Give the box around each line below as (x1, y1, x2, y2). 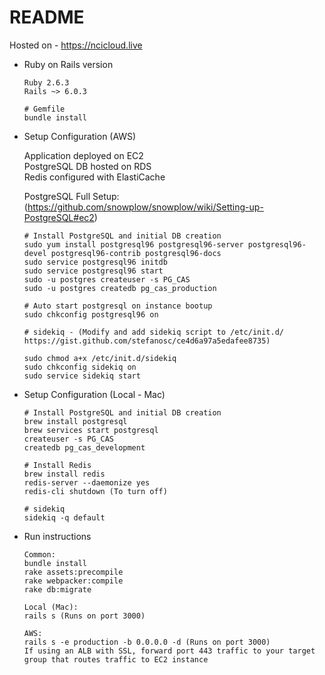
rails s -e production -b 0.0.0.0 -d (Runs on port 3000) (23, 637, 271, 647)
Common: (23, 549, 56, 560)
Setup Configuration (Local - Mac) (23, 388, 166, 400)
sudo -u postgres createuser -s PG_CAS (23, 274, 191, 285)
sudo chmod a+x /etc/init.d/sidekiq (23, 353, 177, 363)
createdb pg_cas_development (23, 442, 146, 453)
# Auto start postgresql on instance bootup (23, 301, 213, 311)
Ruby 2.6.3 (23, 77, 70, 88)
